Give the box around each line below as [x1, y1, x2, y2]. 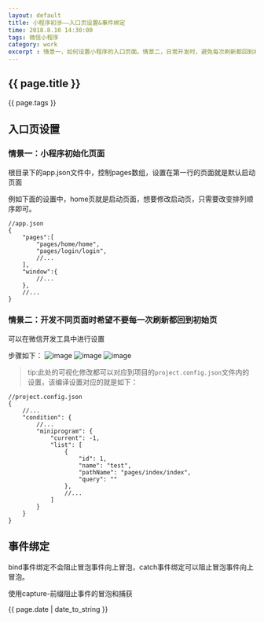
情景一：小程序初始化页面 [8, 148, 105, 159]
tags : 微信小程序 [8, 33, 59, 42]
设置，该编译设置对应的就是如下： [27, 377, 138, 386]
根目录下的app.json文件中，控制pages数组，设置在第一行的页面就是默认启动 [8, 167, 256, 177]
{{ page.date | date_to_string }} [8, 604, 108, 613]
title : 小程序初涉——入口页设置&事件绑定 [8, 19, 126, 27]
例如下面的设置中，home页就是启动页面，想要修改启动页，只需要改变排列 [8, 194, 247, 203]
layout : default [8, 11, 61, 20]
